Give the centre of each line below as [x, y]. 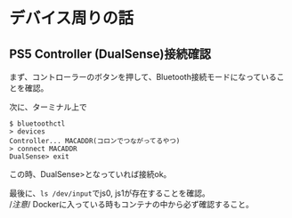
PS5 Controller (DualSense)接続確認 [110, 54]
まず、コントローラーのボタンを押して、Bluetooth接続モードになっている [143, 77]
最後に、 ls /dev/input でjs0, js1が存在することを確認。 [110, 193]
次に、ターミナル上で [48, 107]
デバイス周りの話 [72, 18]
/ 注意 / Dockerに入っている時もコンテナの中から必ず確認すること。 [131, 204]
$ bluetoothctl [37, 124]
